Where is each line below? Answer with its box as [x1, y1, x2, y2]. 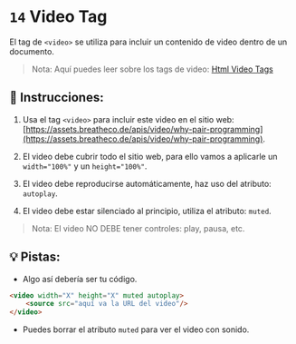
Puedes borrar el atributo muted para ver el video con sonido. [22, 324, 250, 335]
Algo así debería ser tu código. [22, 273, 138, 284]
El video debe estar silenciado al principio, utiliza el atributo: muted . [22, 205, 272, 216]
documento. [9, 45, 54, 56]
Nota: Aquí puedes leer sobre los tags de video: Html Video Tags [31, 64, 273, 74]
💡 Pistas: [9, 250, 61, 265]
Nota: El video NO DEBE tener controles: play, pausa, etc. [31, 222, 245, 233]
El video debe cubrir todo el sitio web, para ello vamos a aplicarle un [22, 151, 278, 162]
